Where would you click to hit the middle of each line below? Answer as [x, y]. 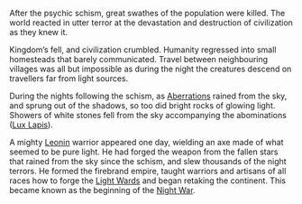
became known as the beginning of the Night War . [102, 190]
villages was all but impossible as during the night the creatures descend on [151, 69]
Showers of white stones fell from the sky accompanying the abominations [148, 115]
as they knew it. [39, 32]
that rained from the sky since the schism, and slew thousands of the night [148, 161]
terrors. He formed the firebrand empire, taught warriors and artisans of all [148, 171]
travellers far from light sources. [69, 79]
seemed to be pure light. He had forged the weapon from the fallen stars [144, 152]
